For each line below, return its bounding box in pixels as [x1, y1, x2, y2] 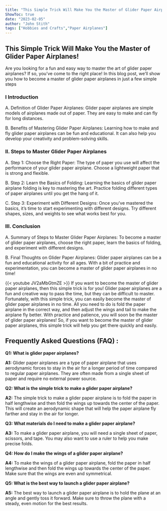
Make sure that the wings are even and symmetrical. [5, 470, 113, 476]
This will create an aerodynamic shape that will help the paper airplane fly [5, 405, 157, 411]
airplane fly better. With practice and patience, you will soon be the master [5, 312, 158, 318]
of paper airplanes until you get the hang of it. [5, 190, 99, 196]
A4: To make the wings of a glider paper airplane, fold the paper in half [5, 460, 151, 466]
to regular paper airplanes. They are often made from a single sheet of [5, 370, 149, 376]
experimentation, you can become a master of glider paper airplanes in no [5, 265, 157, 271]
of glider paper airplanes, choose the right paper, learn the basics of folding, [5, 240, 162, 246]
